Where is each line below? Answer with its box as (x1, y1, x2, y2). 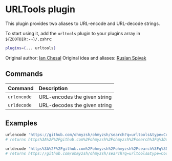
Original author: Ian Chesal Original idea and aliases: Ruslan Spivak (5, 55, 147, 61)
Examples (5, 119, 37, 128)
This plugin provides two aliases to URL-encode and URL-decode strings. (5, 20, 160, 26)
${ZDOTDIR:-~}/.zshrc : (5, 36, 53, 42)
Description (38, 85, 68, 92)
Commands (5, 70, 44, 78)
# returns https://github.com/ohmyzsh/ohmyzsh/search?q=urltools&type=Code (5, 151, 170, 156)
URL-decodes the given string (38, 101, 112, 109)
